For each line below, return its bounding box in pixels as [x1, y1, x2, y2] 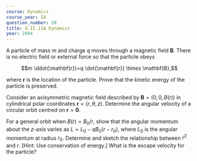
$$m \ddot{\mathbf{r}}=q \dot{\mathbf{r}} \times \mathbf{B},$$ [21, 65, 178, 72]
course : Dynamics [6, 8, 49, 15]
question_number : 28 [6, 20, 57, 25]
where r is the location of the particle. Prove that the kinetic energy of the [6, 76, 185, 83]
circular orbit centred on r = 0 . [6, 107, 81, 114]
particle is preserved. [6, 82, 58, 89]
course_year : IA [6, 14, 46, 20]
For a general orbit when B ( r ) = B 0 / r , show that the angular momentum [6, 118, 179, 126]
